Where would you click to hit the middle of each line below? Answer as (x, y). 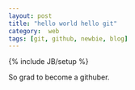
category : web (34, 31)
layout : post (30, 16)
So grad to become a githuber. (59, 77)
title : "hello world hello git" (63, 24)
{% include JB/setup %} (49, 62)
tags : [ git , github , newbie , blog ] (68, 39)
